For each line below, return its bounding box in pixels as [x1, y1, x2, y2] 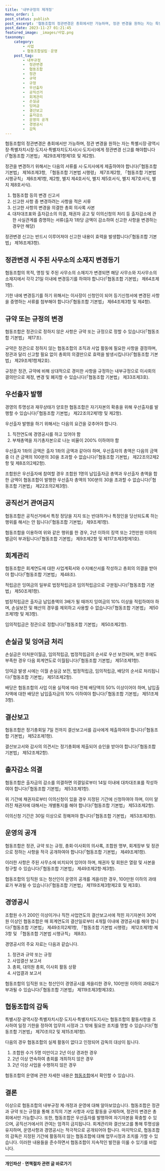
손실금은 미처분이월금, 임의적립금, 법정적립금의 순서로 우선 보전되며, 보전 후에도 [5, 652, 157, 658]
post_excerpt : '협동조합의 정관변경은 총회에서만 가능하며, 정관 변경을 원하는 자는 [5, 21, 153, 26]
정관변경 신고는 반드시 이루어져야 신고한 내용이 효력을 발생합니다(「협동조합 [5, 234, 148, 240]
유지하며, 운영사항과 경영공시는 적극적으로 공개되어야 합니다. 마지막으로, [5, 1127, 143, 1133]
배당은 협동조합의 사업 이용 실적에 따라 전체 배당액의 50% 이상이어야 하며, [5, 685, 147, 691]
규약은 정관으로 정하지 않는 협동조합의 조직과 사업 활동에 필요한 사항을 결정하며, [5, 345, 157, 351]
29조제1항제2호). [18, 358, 51, 363]
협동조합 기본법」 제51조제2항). [12, 674, 73, 680]
